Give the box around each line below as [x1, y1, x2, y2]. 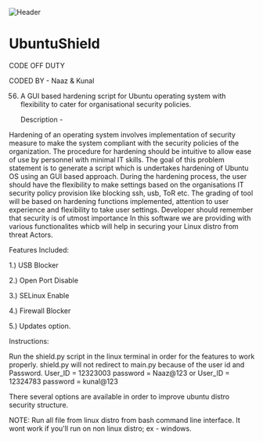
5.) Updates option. [9, 321, 71, 330]
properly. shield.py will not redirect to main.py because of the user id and [9, 359, 245, 369]
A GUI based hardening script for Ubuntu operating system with [20, 91, 226, 100]
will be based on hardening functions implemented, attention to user [9, 196, 229, 206]
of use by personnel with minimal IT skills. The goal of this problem [9, 155, 225, 164]
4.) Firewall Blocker [9, 306, 71, 315]
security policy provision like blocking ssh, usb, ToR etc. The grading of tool [9, 188, 254, 198]
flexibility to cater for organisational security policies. [20, 99, 192, 109]
